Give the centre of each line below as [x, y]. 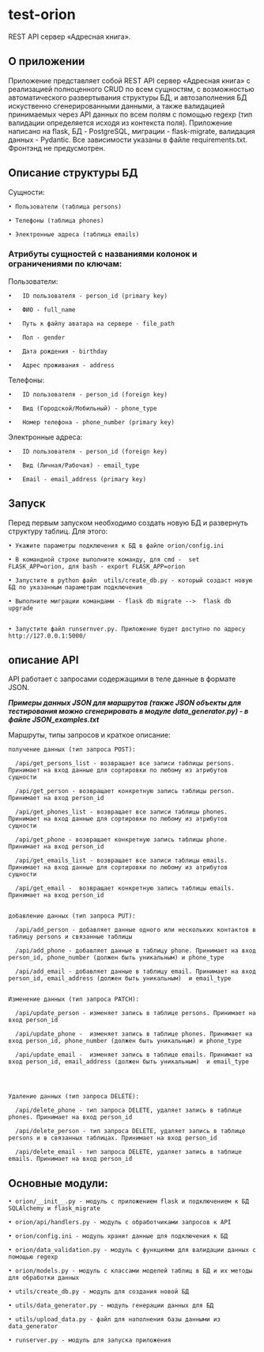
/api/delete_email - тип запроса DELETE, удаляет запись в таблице [129, 1152]
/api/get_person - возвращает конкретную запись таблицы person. [125, 791]
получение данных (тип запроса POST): [72, 750]
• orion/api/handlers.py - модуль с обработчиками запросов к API [120, 1223]
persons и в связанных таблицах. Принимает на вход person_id [113, 1138]
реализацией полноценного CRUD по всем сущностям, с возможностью [131, 89]
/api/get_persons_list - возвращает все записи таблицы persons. [125, 764]
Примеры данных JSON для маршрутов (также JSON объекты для [124, 703]
